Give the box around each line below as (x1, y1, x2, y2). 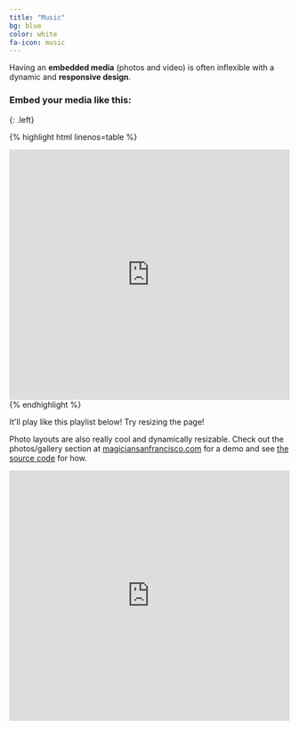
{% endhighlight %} (9, 399, 82, 410)
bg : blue (9, 21, 42, 30)
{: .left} (9, 114, 35, 125)
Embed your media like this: (9, 94, 132, 107)
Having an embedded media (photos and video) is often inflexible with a (9, 62, 275, 73)
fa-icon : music (9, 37, 66, 47)
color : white (9, 29, 58, 38)
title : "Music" (9, 12, 66, 22)
